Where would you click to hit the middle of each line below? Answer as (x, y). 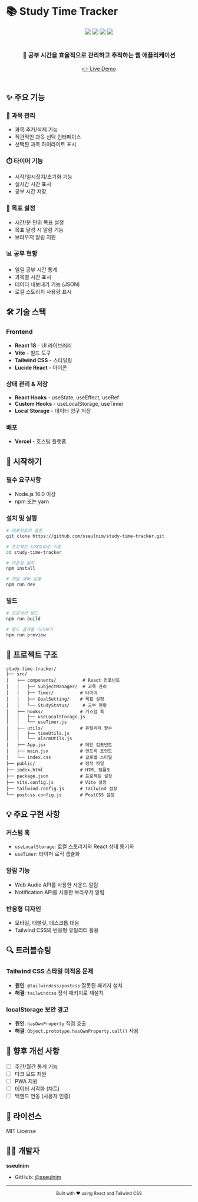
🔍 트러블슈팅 (29, 950)
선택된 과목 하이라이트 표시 (45, 144)
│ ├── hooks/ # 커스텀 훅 (55, 711)
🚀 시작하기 (24, 462)
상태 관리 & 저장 (27, 384)
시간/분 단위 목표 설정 (39, 222)
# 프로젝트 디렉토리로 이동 (34, 547)
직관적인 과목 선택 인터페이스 (48, 137)
